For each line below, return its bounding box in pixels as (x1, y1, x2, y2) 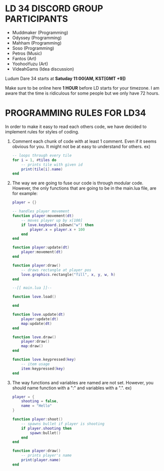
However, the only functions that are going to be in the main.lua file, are (12, 185, 157, 191)
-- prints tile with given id (21, 162, 83, 167)
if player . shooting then (21, 426, 72, 431)
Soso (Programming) (12, 45, 54, 51)
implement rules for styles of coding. (5, 128, 79, 135)
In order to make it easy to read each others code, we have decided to (5, 124, 147, 129)
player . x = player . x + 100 (30, 227, 85, 232)
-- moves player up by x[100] (21, 218, 83, 223)
